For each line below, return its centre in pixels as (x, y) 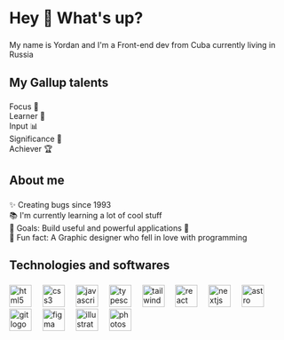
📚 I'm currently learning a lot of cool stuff (86, 215)
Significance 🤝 (35, 139)
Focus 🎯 (24, 107)
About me (37, 180)
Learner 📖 (28, 116)
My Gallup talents (59, 82)
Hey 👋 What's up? (76, 18)
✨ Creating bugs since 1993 (60, 204)
